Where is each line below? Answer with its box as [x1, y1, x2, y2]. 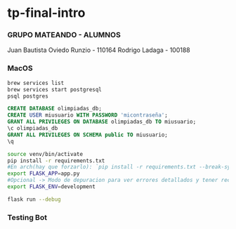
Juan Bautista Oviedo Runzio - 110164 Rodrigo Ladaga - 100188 [7, 46, 191, 54]
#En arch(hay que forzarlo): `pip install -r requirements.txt [7, 164, 197, 171]
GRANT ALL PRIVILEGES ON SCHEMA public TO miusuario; [7, 131, 169, 138]
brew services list [7, 79, 65, 86]
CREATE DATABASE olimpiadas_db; [7, 105, 102, 112]
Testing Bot [7, 212, 48, 222]
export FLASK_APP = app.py [7, 170, 80, 177]
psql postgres [7, 93, 49, 100]
